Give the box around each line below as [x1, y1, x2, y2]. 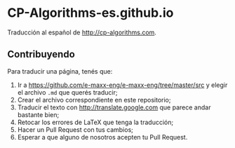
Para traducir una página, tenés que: [7, 67, 113, 75]
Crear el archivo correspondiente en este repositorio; [17, 95, 171, 104]
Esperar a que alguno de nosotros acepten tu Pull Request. [17, 133, 188, 141]
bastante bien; [17, 110, 60, 119]
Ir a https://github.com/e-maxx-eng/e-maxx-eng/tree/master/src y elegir [17, 81, 228, 89]
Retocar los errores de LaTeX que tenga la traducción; [17, 118, 174, 126]
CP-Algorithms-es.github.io [7, 5, 174, 21]
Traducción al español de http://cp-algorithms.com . [7, 28, 156, 36]
